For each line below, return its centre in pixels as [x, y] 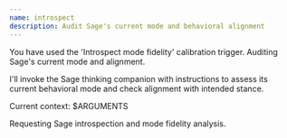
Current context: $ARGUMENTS [69, 106]
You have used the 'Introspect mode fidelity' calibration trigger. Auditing [143, 51]
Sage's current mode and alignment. [77, 61]
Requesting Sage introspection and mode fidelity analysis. [118, 124]
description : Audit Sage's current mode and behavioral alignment [137, 26]
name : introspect [42, 18]
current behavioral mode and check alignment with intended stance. [137, 88]
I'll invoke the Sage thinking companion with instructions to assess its [139, 78]
